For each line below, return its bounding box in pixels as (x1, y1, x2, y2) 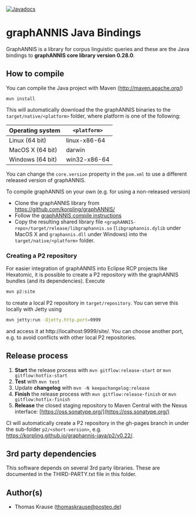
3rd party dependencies (6, 449, 97, 458)
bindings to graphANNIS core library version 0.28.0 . (6, 52, 135, 59)
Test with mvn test (14, 378, 60, 385)
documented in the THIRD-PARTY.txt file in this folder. (6, 471, 137, 478)
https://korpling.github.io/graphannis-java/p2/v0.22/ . (6, 432, 134, 439)
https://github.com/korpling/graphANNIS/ (14, 206, 116, 213)
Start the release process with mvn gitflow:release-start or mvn (14, 366, 171, 373)
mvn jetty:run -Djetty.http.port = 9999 (6, 317, 101, 323)
